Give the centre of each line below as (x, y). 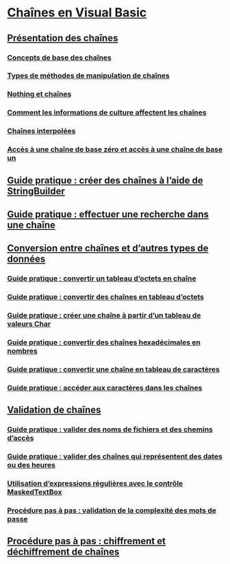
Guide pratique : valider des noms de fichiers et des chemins (110, 430)
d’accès (21, 438)
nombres (22, 351)
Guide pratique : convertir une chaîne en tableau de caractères (114, 369)
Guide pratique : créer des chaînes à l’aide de (105, 180)
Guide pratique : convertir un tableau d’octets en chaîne (102, 279)
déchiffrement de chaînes (63, 552)
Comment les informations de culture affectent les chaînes (107, 113)
